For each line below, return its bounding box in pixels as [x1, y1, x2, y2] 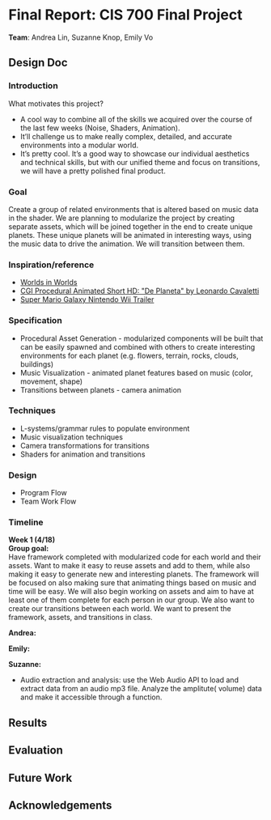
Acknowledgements [8, 798, 112, 812]
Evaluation [8, 743, 63, 758]
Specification [8, 315, 62, 326]
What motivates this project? [8, 99, 104, 108]
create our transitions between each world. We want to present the [8, 604, 232, 614]
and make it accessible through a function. [19, 692, 163, 702]
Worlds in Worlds [19, 278, 78, 287]
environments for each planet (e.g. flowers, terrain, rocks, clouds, [19, 351, 239, 360]
